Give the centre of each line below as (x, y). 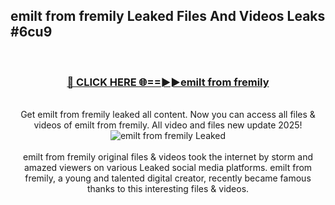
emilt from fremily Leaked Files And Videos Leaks (168, 16)
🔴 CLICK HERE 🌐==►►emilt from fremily (168, 82)
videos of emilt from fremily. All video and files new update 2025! (168, 125)
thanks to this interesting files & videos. (168, 189)
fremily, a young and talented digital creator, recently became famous (168, 178)
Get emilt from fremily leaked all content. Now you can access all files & (168, 115)
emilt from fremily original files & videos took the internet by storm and (168, 157)
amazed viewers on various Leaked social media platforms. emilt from (168, 168)
